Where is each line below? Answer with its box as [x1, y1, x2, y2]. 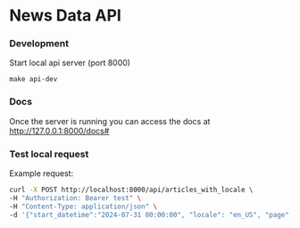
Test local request [9, 148, 89, 160]
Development [9, 38, 70, 50]
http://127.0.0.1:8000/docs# [9, 125, 110, 136]
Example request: [9, 168, 74, 179]
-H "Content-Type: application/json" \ [9, 202, 158, 211]
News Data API [9, 5, 122, 26]
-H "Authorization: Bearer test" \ [9, 193, 142, 202]
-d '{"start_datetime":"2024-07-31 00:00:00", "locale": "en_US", [9, 210, 262, 219]
